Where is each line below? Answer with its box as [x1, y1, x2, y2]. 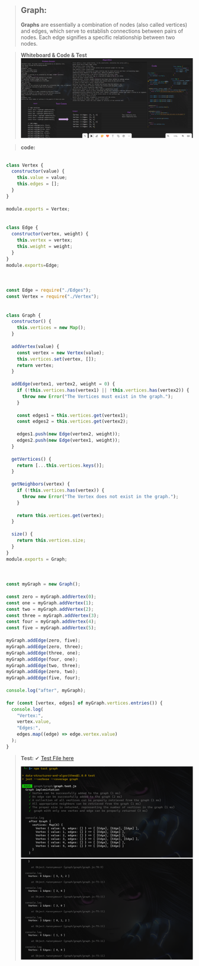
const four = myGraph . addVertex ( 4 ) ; [6, 619, 97, 625]
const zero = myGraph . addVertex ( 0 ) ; [6, 594, 97, 600]
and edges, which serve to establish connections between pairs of [20, 27, 184, 34]
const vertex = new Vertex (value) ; [17, 350, 105, 356]
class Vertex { [6, 162, 44, 168]
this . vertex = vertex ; [17, 237, 73, 243]
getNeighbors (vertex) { [11, 481, 70, 487]
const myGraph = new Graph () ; [6, 581, 81, 587]
